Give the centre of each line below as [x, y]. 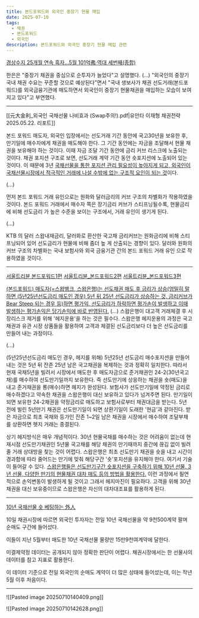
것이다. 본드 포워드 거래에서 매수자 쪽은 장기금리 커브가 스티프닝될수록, [87, 204]
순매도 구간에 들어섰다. [32, 527]
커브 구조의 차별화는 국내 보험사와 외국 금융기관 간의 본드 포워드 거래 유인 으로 [96, 251]
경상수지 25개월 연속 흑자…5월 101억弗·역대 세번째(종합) [71, 62]
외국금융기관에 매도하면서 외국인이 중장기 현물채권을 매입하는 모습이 [102, 90]
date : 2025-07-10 [28, 17]
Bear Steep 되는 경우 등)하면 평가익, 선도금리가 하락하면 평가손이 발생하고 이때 [97, 303]
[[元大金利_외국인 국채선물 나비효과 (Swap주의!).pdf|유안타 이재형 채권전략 [93, 115]
